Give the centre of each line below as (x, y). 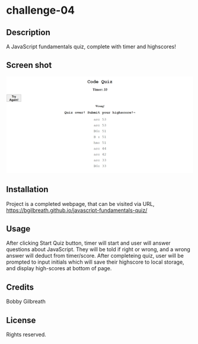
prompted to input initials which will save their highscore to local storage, (95, 262)
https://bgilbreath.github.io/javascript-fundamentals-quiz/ (77, 210)
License (21, 320)
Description (28, 32)
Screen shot (29, 65)
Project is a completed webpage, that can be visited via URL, (80, 204)
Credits (20, 287)
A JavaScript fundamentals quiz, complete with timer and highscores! (91, 46)
